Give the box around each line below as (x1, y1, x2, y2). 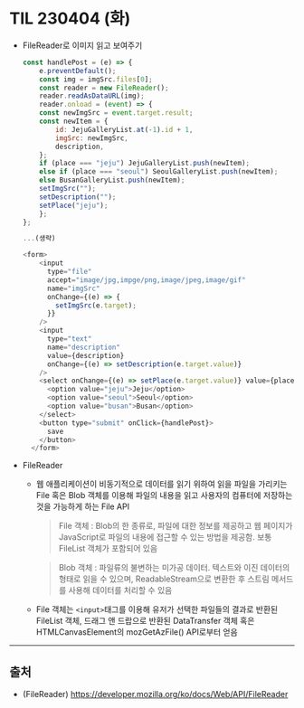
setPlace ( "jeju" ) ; (39, 201, 109, 210)
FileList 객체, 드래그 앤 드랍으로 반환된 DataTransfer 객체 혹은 (35, 616, 255, 627)
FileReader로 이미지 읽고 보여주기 (22, 40, 143, 51)
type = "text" (46, 335, 92, 344)
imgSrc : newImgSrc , (55, 133, 128, 143)
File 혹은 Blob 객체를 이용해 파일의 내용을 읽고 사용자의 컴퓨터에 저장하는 (35, 490, 293, 501)
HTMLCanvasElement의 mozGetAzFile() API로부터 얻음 (35, 627, 238, 637)
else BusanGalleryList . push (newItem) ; (39, 175, 185, 185)
